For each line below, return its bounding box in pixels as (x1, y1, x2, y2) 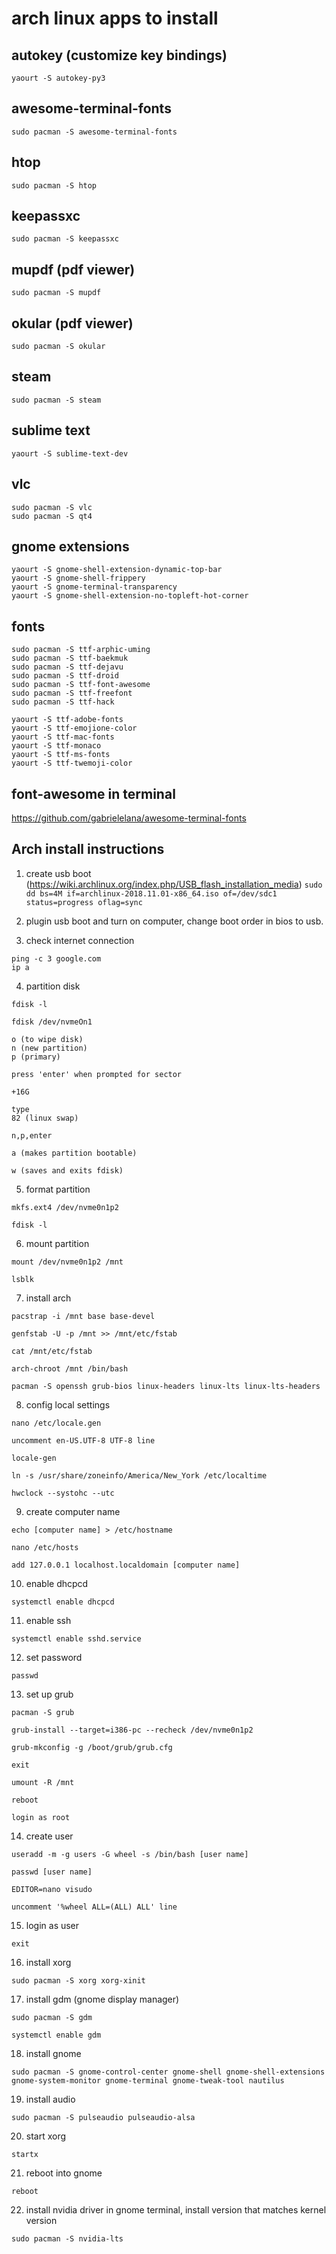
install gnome (25, 2047, 82, 2059)
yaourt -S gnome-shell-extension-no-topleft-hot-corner (11, 591, 249, 601)
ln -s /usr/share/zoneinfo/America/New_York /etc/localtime (11, 1470, 268, 1481)
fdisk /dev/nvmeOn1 (11, 1017, 93, 1027)
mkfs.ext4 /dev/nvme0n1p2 (11, 1202, 119, 1212)
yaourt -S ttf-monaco (11, 741, 102, 751)
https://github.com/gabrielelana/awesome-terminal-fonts (11, 812, 247, 824)
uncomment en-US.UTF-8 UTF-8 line (11, 1435, 156, 1446)
